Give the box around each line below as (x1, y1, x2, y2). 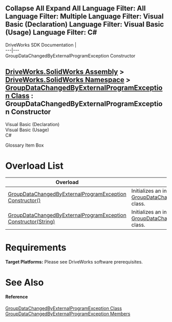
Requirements (5, 241, 67, 253)
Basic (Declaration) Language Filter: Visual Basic (5, 20, 164, 29)
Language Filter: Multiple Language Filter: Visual (5, 12, 164, 21)
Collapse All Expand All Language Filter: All (5, 4, 146, 13)
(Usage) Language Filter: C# (5, 28, 97, 37)
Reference (5, 294, 28, 300)
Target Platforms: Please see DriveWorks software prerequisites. (5, 258, 143, 265)
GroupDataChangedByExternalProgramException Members (5, 310, 131, 317)
